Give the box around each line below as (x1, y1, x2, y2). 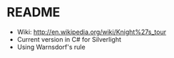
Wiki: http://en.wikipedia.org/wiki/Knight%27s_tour (16, 28, 167, 36)
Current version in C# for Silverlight (16, 35, 122, 43)
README (6, 4, 61, 21)
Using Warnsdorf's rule (16, 42, 86, 51)
